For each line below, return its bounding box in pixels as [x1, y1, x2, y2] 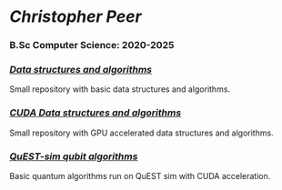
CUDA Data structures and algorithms [9, 106, 182, 119]
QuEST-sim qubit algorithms [9, 150, 138, 163]
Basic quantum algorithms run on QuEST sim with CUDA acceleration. [9, 171, 271, 181]
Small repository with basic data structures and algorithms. [9, 84, 230, 95]
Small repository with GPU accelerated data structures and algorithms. [9, 127, 275, 138]
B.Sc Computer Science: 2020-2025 [9, 39, 175, 52]
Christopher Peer [9, 6, 143, 27]
